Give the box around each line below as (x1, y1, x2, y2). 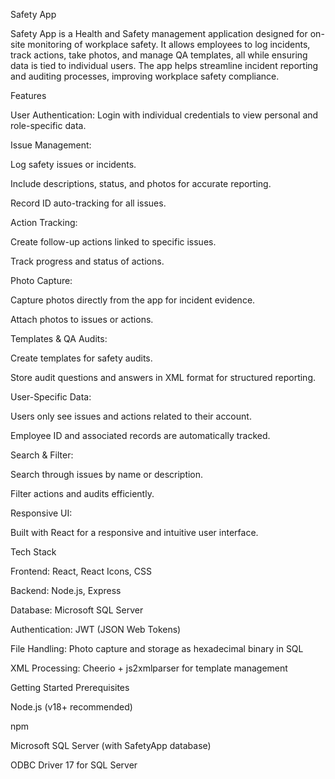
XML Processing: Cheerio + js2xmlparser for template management (10, 662, 288, 674)
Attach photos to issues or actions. (10, 314, 154, 325)
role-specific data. (10, 120, 87, 131)
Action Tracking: (10, 217, 78, 228)
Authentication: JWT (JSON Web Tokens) (10, 624, 182, 635)
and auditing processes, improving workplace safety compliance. (10, 70, 280, 82)
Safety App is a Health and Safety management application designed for (10, 28, 308, 39)
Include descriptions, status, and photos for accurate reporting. (10, 178, 272, 189)
